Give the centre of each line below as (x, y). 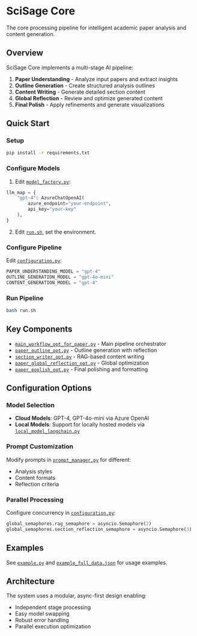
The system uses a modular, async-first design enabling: (77, 596)
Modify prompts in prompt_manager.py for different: (68, 459)
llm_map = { (21, 192)
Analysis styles (34, 471)
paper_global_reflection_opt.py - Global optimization (82, 363)
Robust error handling (42, 620)
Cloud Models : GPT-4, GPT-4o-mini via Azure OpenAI (82, 418)
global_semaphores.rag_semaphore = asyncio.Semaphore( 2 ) (79, 524)
